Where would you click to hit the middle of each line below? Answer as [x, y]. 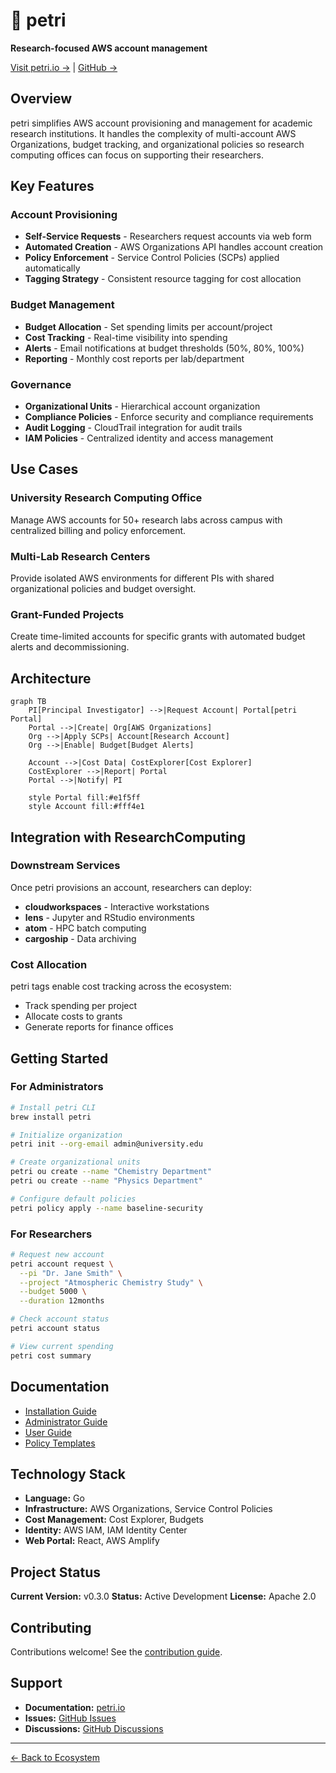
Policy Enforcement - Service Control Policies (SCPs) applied [152, 258]
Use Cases [44, 469]
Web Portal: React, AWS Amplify [92, 1541]
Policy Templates [60, 1443]
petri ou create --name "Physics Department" [106, 1181]
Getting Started [59, 1058]
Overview [41, 99]
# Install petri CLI [53, 1107]
